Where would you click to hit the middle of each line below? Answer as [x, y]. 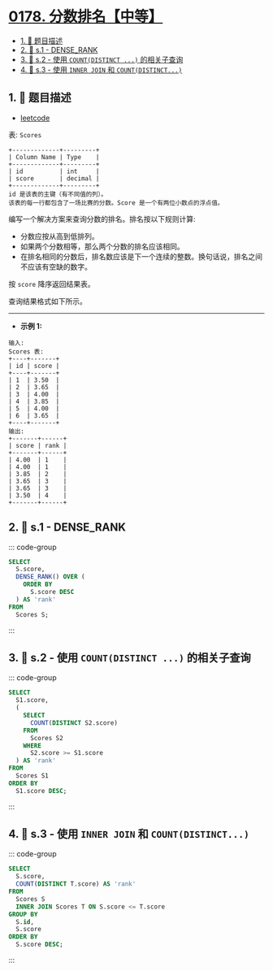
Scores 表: [26, 351]
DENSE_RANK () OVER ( [50, 577]
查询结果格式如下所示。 [48, 301]
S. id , [25, 922]
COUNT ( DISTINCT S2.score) [74, 723]
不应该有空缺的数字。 [56, 267]
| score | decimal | [54, 178]
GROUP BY [23, 914]
